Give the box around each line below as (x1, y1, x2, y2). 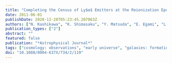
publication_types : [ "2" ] (5, 26, 60, 31)
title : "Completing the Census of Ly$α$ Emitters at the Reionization (5, 7, 159, 13)
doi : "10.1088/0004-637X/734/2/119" (5, 50, 83, 55)
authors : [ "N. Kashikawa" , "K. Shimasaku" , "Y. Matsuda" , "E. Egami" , (5, 21, 159, 27)
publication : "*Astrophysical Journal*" (5, 41, 93, 46)
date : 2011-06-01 (5, 12, 42, 17)
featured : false (5, 36, 40, 41)
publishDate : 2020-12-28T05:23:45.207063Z (5, 17, 97, 22)
